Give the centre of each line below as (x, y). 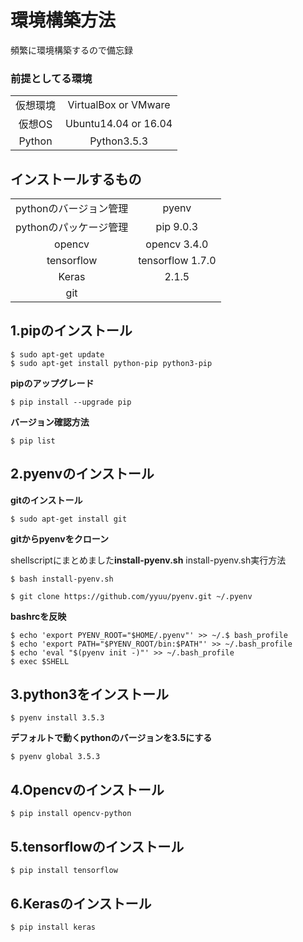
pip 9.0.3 (177, 227)
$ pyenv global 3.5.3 (55, 757)
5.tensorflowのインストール (97, 846)
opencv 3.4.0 (177, 244)
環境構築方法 (63, 20)
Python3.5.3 (119, 141)
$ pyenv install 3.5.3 (57, 718)
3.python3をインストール (89, 694)
